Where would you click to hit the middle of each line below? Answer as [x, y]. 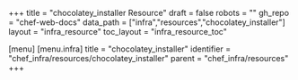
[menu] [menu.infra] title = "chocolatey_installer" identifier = [119, 49]
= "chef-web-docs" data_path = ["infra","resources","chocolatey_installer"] [147, 22]
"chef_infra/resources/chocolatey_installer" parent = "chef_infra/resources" [149, 58]
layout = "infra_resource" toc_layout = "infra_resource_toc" [118, 32]
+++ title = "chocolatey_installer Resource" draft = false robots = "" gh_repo [149, 13]
